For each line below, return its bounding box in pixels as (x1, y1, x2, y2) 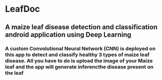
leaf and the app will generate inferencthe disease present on (5, 63, 154, 70)
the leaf (5, 69, 24, 76)
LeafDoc (5, 3, 40, 15)
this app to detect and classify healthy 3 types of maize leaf (5, 51, 150, 58)
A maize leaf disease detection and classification (5, 23, 158, 31)
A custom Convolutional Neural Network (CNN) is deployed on (5, 45, 156, 52)
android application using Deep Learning (5, 30, 132, 39)
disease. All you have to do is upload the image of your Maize (5, 57, 153, 64)
